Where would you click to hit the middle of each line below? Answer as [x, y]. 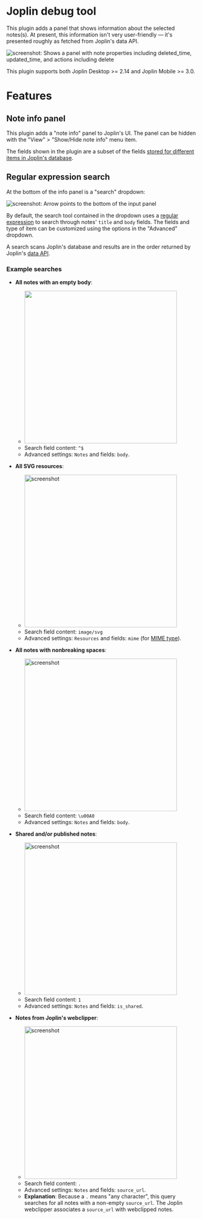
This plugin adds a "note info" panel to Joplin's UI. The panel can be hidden [101, 133]
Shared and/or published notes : [56, 834]
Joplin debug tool [51, 11]
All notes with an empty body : [54, 283]
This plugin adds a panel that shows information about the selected [91, 28]
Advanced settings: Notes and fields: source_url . [85, 1190]
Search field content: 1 [52, 1000]
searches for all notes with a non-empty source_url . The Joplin [103, 1203]
